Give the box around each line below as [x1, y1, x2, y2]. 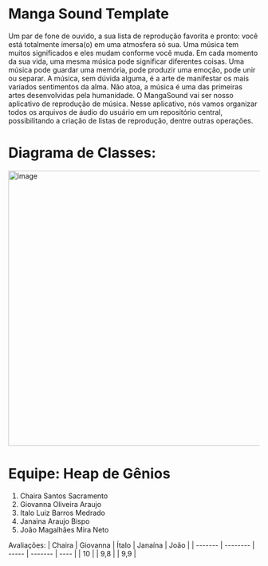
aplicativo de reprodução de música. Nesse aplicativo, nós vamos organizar [8, 99, 258, 108]
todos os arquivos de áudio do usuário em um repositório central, [8, 107, 223, 116]
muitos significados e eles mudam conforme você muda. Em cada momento [8, 48, 258, 57]
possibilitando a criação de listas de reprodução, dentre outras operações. [8, 116, 254, 125]
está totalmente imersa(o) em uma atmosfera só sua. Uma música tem [8, 39, 239, 49]
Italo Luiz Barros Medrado [19, 508, 105, 517]
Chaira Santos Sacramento [19, 491, 108, 501]
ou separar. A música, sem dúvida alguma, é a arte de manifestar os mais [8, 73, 250, 83]
